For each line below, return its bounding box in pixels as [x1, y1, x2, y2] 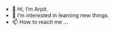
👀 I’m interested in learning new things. [11, 12, 110, 19]
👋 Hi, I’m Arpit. [11, 6, 48, 12]
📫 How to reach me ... [11, 18, 68, 25]
